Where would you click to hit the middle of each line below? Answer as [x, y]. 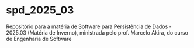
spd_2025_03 [40, 10]
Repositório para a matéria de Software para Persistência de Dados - [89, 26]
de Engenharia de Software [39, 39]
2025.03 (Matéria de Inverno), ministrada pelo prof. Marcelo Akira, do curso [97, 32]
